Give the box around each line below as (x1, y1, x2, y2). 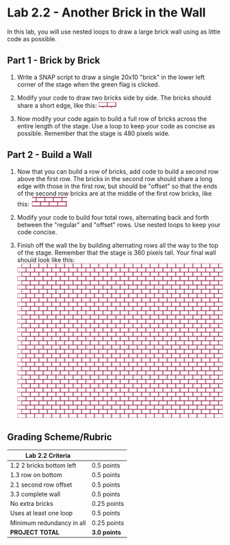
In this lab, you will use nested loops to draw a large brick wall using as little (7, 27, 221, 36)
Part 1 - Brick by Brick (7, 55, 101, 67)
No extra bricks (10, 500, 53, 508)
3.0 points (91, 528, 122, 536)
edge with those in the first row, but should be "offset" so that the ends (16, 182, 218, 190)
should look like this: (16, 255, 75, 264)
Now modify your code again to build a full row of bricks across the (16, 115, 207, 123)
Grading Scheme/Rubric (7, 431, 112, 443)
